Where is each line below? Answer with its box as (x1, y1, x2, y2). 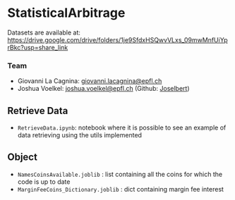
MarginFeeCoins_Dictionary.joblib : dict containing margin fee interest (17, 185, 224, 193)
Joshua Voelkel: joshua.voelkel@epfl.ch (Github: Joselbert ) (17, 85, 190, 93)
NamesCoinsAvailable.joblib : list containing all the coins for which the (17, 170, 223, 178)
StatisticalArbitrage (7, 5, 126, 21)
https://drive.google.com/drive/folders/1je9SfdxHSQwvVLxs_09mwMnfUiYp (7, 35, 228, 44)
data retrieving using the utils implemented (17, 131, 143, 139)
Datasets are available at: (7, 28, 81, 37)
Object (7, 151, 37, 163)
